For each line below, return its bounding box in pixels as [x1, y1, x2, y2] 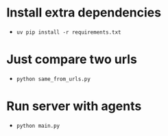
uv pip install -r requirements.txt [16, 29, 121, 36]
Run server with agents [6, 98, 142, 114]
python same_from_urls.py [16, 76, 91, 82]
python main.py [16, 122, 60, 129]
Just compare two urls [6, 52, 138, 67]
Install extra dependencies [6, 5, 162, 21]
